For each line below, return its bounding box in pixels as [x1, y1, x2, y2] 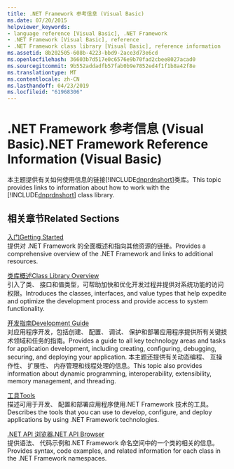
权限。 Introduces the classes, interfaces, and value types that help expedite [7, 289, 227, 297]
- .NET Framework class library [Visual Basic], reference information [7, 43, 221, 50]
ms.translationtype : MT [7, 69, 77, 76]
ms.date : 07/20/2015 [7, 17, 68, 24]
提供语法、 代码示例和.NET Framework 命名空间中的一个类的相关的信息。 [7, 438, 219, 447]
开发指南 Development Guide [7, 319, 90, 327]
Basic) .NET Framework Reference [7, 136, 209, 152]
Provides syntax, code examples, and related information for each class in [7, 447, 221, 455]
